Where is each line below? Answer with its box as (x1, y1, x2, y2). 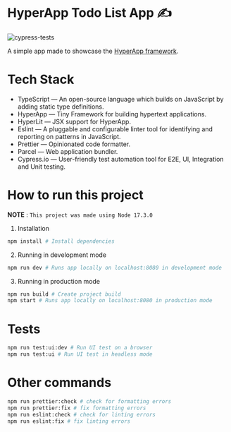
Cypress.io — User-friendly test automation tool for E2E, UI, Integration (17, 155, 224, 163)
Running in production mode (17, 277, 101, 285)
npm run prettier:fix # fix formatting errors (7, 404, 146, 412)
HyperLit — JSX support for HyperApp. (17, 117, 132, 126)
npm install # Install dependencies (7, 237, 115, 245)
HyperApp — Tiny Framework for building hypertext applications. (17, 109, 206, 118)
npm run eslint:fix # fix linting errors (7, 417, 131, 425)
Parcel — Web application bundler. (17, 147, 118, 155)
